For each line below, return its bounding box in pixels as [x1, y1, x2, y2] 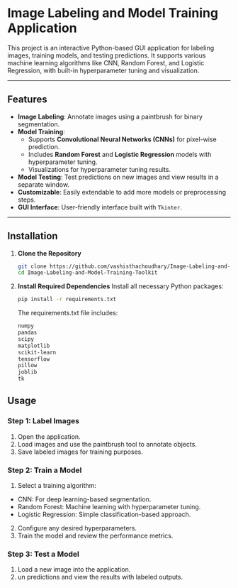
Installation [7, 230, 58, 242]
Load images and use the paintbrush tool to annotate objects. [17, 440, 197, 448]
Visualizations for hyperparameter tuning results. [28, 165, 171, 173]
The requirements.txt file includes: [17, 309, 118, 317]
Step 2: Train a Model [7, 465, 82, 475]
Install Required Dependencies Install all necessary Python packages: [17, 282, 224, 290]
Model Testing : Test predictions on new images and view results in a [17, 173, 219, 181]
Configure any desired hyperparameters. [17, 524, 137, 533]
